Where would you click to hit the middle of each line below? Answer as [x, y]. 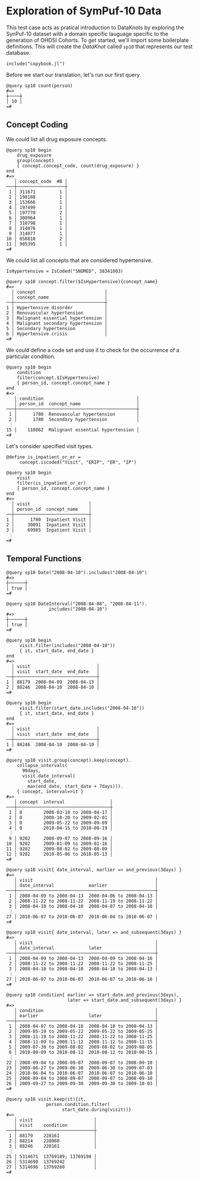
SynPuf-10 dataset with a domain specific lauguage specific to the [87, 33]
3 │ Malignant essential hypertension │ [57, 318]
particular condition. [31, 356]
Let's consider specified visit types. [50, 446]
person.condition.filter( [78, 1104]
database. [18, 52]
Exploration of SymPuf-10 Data [84, 11]
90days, [31, 771]
